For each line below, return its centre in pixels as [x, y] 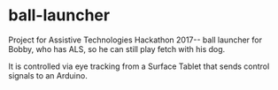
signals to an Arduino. [48, 75]
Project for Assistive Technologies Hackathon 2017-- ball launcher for [135, 40]
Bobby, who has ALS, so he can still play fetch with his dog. [117, 49]
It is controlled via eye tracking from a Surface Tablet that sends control [139, 66]
